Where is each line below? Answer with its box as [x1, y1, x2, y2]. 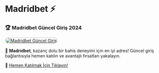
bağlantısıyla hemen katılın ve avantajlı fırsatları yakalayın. [5, 53, 121, 59]
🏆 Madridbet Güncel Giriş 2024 [5, 24, 82, 31]
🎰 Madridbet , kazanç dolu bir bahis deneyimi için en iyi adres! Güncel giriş [5, 48, 154, 54]
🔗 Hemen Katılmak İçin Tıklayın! [5, 62, 68, 68]
